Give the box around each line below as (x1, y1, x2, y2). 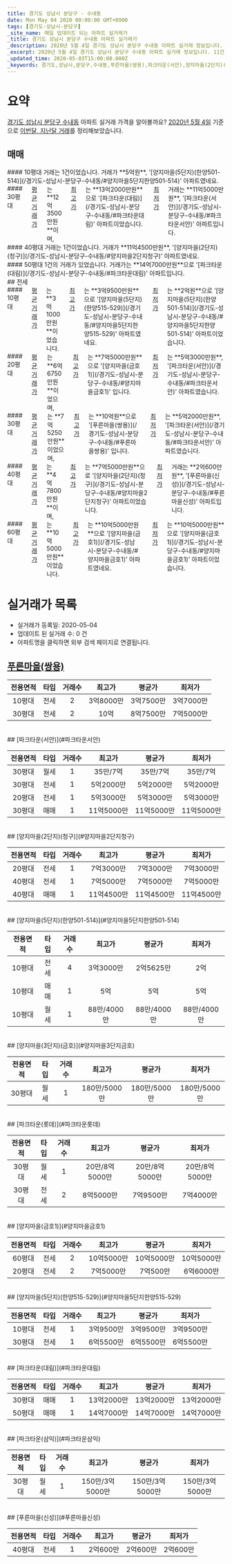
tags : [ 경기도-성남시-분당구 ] (7, 23, 81, 30)
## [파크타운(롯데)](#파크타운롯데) (7, 1120, 101, 1128)
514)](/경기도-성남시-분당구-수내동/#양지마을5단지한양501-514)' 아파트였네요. (7, 177, 219, 185)
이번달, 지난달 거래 (19, 126, 70, 135)
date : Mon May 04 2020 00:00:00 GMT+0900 (7, 17, 128, 24)
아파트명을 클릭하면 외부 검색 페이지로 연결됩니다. (17, 638, 151, 646)
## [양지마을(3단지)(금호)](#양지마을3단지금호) (7, 1041, 135, 1050)
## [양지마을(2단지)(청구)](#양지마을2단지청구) (7, 832, 135, 841)
